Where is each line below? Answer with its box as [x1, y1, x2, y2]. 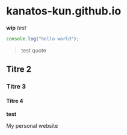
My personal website [6, 122, 58, 130]
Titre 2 [6, 64, 32, 75]
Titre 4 [6, 97, 23, 104]
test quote [20, 46, 47, 54]
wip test [6, 24, 26, 31]
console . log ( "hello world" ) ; [6, 36, 79, 42]
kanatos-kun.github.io [6, 4, 122, 18]
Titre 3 [6, 83, 26, 91]
